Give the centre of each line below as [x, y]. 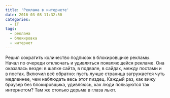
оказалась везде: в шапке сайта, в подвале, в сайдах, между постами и [83, 68]
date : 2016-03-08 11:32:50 [34, 15]
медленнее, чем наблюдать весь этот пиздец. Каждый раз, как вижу [80, 79]
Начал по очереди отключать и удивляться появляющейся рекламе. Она [85, 63]
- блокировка [24, 39]
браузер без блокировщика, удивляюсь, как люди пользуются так [77, 84]
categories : [18, 19]
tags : [11, 29]
